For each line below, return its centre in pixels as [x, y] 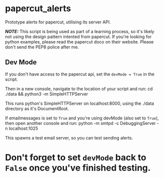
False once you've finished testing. [78, 168]
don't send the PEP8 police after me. [42, 47]
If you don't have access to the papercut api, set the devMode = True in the [80, 74]
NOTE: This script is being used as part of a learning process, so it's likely [80, 31]
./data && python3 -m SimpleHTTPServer [47, 94]
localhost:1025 [23, 128]
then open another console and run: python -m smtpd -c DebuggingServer [81, 123]
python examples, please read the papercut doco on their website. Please [80, 41]
